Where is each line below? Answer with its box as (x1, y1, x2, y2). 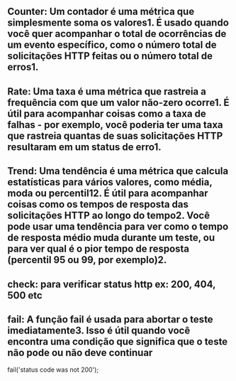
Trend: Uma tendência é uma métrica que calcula (7, 165, 229, 177)
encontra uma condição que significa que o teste (7, 336, 228, 348)
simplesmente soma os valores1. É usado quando (7, 17, 229, 29)
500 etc (7, 289, 43, 301)
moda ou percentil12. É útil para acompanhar (7, 188, 208, 200)
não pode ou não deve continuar (7, 346, 153, 358)
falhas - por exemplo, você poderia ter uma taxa (7, 119, 223, 131)
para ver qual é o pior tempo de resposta (7, 243, 190, 255)
